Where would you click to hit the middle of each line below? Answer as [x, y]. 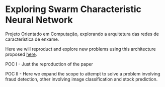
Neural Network [39, 20]
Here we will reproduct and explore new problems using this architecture [80, 49]
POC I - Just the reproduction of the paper [49, 64]
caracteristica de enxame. [32, 39]
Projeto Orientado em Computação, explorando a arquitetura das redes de [82, 34]
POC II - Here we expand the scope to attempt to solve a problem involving [83, 73]
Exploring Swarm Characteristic [73, 9]
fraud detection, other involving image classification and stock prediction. [81, 79]
